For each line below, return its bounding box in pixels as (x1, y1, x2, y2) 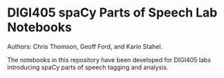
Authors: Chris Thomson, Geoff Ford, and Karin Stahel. (7, 42, 163, 50)
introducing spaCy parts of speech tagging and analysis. (7, 63, 169, 71)
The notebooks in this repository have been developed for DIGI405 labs (7, 55, 212, 64)
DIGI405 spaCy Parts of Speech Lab (7, 5, 218, 21)
